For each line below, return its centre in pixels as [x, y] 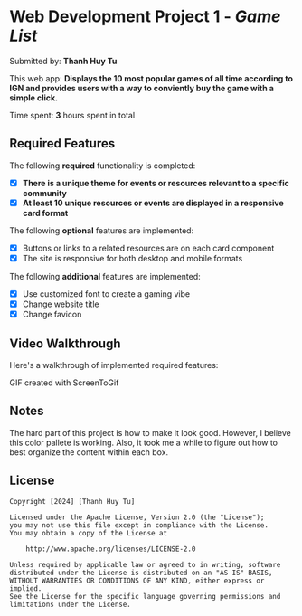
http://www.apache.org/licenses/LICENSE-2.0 [111, 549]
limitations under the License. [70, 604]
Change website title [61, 304]
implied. [26, 588]
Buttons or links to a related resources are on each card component [148, 248]
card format [45, 213]
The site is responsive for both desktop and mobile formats [132, 258]
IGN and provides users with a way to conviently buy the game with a [142, 88]
